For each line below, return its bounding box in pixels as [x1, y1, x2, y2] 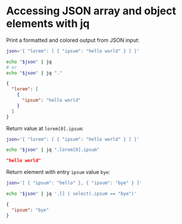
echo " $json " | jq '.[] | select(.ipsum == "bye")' [6, 191, 137, 197]
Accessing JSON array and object [6, 4, 177, 18]
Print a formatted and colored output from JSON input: [6, 36, 140, 43]
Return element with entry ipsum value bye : [6, 169, 111, 176]
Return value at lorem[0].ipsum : [6, 125, 84, 132]
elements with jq [6, 17, 90, 30]
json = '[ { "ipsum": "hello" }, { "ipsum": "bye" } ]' [6, 180, 143, 186]
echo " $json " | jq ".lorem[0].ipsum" [6, 147, 100, 153]
